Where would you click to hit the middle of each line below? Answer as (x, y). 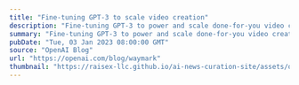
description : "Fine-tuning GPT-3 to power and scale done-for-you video (147, 26)
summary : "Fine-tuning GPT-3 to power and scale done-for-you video (139, 34)
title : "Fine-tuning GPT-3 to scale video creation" (109, 17)
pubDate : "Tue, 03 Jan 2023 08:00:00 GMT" (89, 42)
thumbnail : (29, 67)
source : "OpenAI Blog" (51, 50)
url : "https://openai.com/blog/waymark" (85, 58)
